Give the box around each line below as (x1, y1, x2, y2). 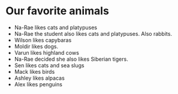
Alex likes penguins (14, 80, 62, 87)
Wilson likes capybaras (14, 36, 72, 43)
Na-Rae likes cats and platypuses (14, 24, 97, 31)
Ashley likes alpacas (14, 74, 65, 82)
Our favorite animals (5, 4, 109, 18)
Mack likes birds (14, 68, 55, 75)
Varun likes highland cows (14, 49, 79, 56)
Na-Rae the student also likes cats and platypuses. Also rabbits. (14, 30, 172, 37)
